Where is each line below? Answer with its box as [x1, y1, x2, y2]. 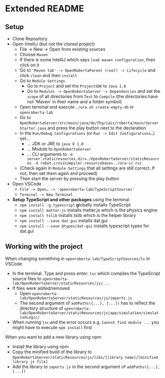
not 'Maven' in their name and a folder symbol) [27, 99, 122, 104]
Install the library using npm [12, 343, 69, 349]
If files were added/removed [12, 285, 70, 291]
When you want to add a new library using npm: [5, 334, 102, 340]
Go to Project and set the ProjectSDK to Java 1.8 [27, 83, 127, 89]
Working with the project [5, 243, 83, 251]
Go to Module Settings [19, 78, 66, 84]
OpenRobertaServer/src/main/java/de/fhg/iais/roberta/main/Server [19, 121, 159, 126]
